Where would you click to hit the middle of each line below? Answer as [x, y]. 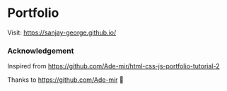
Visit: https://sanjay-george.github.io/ [62, 32]
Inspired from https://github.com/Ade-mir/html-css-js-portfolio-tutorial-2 [113, 66]
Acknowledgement [41, 51]
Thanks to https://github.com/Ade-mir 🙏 [65, 80]
